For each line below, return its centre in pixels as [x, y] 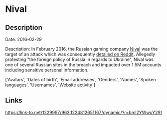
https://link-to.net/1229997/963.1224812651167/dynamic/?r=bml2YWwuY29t [84, 112]
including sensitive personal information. [47, 70]
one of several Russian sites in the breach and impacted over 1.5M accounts [83, 65]
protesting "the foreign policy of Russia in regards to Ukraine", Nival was [79, 60]
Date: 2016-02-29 [24, 39]
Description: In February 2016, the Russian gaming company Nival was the [82, 49]
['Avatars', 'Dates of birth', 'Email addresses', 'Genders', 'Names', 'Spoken [81, 80]
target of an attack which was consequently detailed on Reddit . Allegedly [80, 54]
